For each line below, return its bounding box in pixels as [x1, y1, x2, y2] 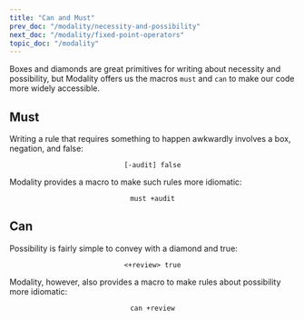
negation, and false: [9, 143, 83, 155]
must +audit [130, 195, 175, 204]
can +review [130, 304, 175, 313]
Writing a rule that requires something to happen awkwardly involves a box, [9, 134, 291, 145]
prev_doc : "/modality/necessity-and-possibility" [9, 22, 201, 31]
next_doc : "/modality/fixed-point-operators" [9, 30, 184, 39]
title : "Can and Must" [9, 13, 95, 23]
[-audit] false [123, 161, 181, 170]
